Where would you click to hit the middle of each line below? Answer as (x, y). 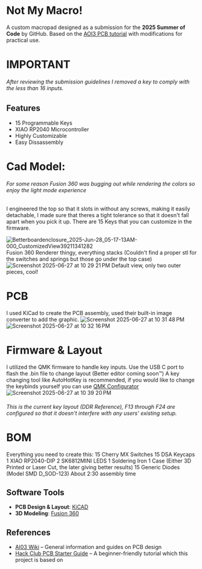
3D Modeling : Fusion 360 (47, 513)
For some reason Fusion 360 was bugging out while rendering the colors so (101, 184)
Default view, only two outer (146, 265)
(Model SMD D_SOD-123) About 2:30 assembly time (71, 473)
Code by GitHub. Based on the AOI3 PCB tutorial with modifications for (94, 33)
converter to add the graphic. (43, 320)
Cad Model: (36, 166)
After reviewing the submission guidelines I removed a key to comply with (98, 82)
